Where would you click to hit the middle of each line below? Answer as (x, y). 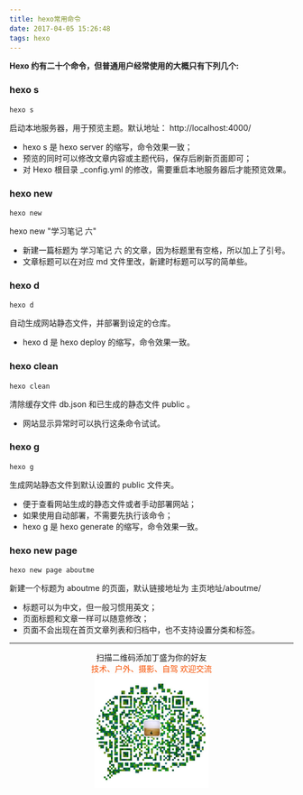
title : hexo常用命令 (45, 19)
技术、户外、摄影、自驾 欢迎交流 (151, 669)
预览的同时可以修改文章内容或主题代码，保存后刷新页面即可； (137, 158)
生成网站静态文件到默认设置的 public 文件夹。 (94, 485)
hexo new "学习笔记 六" (53, 231)
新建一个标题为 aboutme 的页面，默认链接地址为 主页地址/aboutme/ (135, 588)
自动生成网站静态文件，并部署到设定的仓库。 (92, 323)
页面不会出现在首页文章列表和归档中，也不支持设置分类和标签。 (141, 630)
